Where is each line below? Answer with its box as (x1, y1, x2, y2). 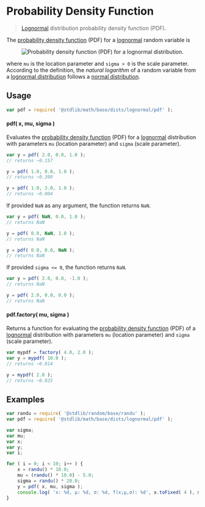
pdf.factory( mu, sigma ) (6, 311, 70, 318)
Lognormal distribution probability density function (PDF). (21, 24, 167, 32)
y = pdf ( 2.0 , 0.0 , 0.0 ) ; (6, 292, 75, 298)
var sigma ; (6, 427, 34, 433)
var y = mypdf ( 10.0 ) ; (6, 355, 67, 361)
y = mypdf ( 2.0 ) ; (6, 372, 53, 378)
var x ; (6, 438, 23, 445)
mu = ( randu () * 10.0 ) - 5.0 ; (17, 472, 95, 478)
